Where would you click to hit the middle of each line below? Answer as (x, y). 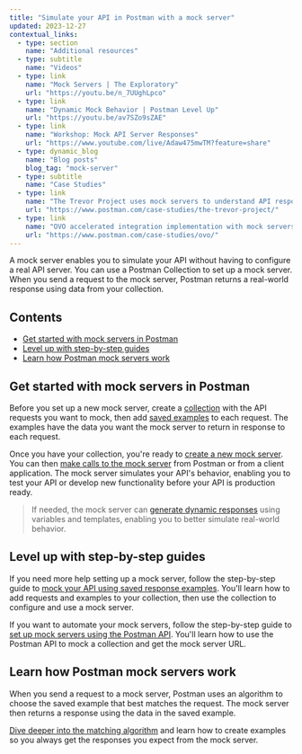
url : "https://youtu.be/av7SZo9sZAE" (96, 118)
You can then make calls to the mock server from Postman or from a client (147, 463)
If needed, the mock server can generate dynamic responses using (155, 510)
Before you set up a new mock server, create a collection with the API (138, 408)
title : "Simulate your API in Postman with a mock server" (122, 18)
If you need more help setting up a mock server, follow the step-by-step (142, 578)
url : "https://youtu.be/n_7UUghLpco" (96, 93)
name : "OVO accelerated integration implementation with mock (144, 226)
